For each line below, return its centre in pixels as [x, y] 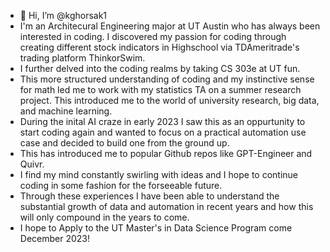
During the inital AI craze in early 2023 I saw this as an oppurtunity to [162, 121]
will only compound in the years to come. [104, 217]
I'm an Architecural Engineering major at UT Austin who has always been [170, 26]
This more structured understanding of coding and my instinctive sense [167, 79]
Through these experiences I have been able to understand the [149, 196]
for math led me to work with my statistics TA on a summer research [160, 89]
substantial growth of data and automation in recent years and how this [166, 206]
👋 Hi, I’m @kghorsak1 [63, 15]
